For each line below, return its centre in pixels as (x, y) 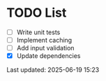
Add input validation (45, 48)
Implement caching (44, 40)
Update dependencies (48, 56)
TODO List (37, 13)
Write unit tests (38, 32)
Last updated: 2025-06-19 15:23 (53, 70)
